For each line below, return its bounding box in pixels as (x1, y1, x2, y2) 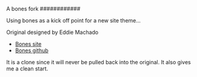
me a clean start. (6, 65, 48, 72)
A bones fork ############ (6, 5, 81, 12)
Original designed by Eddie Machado (6, 28, 99, 36)
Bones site (15, 41, 42, 47)
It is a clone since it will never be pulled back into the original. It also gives (6, 59, 191, 65)
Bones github (15, 47, 48, 54)
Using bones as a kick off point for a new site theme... (6, 17, 141, 24)
